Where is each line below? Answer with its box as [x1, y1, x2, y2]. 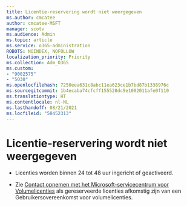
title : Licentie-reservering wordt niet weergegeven [6, 8, 142, 15]
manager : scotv [6, 25, 45, 32]
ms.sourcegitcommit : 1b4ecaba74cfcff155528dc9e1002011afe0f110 [6, 88, 169, 94]
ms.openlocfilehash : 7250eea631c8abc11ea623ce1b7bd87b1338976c [6, 82, 169, 88]
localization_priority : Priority [6, 54, 91, 60]
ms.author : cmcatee [6, 15, 56, 21]
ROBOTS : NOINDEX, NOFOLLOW [6, 48, 74, 55]
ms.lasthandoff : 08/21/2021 [6, 104, 77, 111]
